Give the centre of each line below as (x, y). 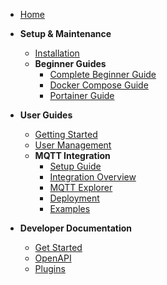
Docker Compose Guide (99, 85)
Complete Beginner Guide (103, 74)
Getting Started (66, 134)
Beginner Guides (70, 63)
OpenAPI (53, 258)
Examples (70, 208)
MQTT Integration (72, 155)
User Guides (46, 115)
